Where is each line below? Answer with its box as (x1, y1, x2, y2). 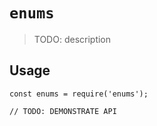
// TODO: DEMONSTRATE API (9, 106, 117, 116)
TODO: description (33, 33, 112, 45)
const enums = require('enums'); (9, 89, 149, 99)
